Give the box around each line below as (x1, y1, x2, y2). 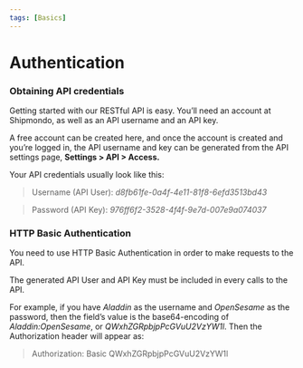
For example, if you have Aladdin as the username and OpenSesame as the (9, 302, 290, 313)
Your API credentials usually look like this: (9, 169, 165, 180)
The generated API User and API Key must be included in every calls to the (9, 275, 288, 286)
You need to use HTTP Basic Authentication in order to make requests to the (9, 247, 294, 258)
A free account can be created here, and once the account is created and (9, 132, 283, 143)
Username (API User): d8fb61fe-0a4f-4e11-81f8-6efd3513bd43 (31, 187, 268, 198)
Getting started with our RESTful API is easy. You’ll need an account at (9, 105, 271, 116)
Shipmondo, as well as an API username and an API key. (9, 115, 219, 126)
